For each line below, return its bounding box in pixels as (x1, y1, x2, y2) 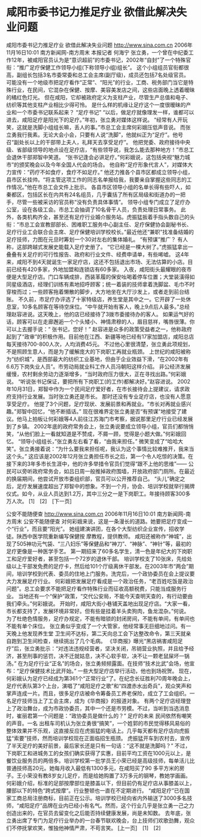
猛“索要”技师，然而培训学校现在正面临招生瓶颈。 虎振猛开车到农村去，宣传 (6, 734, 191, 742)
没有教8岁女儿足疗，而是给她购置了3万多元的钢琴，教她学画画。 (32, 772, 191, 779)
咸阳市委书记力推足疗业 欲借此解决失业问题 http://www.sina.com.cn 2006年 (6, 41, 193, 48)
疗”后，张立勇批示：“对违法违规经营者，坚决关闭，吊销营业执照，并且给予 (6, 644, 190, 652)
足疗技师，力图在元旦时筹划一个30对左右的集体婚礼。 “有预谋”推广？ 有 (6, 236, 183, 243)
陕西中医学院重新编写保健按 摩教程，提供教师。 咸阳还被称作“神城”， (16, 532, 187, 540)
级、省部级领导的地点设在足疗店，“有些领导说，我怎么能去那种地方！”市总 (6, 146, 190, 153)
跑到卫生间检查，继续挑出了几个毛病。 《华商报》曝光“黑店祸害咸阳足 (11, 637, 184, 644)
